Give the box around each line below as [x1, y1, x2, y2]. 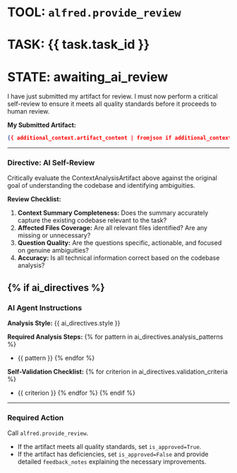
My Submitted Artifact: [7, 121, 76, 129]
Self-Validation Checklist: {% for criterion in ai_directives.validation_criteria [7, 368, 228, 376]
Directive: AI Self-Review [7, 158, 95, 168]
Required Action [7, 413, 64, 423]
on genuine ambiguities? [17, 246, 90, 255]
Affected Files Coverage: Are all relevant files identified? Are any [17, 224, 208, 232]
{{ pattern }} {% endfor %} [17, 354, 95, 362]
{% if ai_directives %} [7, 282, 105, 294]
